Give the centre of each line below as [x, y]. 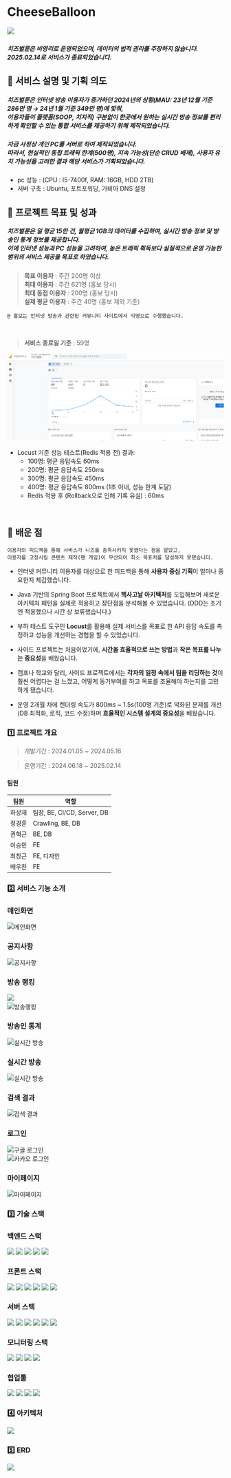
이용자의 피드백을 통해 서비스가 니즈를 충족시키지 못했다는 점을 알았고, [94, 550]
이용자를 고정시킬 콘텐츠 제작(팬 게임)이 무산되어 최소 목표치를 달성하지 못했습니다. [110, 557]
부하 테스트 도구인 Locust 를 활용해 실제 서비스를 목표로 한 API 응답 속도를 [116, 626]
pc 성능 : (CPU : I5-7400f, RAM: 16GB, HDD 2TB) [85, 180]
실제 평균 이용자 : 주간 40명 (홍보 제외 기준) [82, 301]
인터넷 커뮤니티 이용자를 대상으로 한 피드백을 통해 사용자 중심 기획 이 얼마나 [117, 571]
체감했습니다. [53, 579]
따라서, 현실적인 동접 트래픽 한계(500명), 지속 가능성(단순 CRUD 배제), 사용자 [110, 153]
